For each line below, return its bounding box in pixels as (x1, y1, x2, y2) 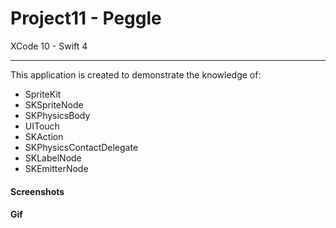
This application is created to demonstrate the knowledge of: (10, 68, 262, 81)
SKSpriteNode (24, 98, 84, 111)
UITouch (24, 120, 60, 132)
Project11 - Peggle (10, 7, 162, 30)
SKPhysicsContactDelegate (24, 141, 139, 153)
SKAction (24, 130, 64, 142)
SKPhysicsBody (24, 109, 91, 121)
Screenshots (10, 185, 65, 197)
